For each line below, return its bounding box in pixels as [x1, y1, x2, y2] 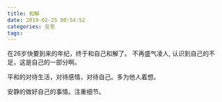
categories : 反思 [7, 23, 56, 30]
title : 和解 [7, 10, 40, 17]
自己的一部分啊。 [31, 58, 81, 67]
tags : [7, 29, 23, 37]
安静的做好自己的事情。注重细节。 [7, 87, 105, 96]
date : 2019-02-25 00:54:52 [7, 17, 86, 24]
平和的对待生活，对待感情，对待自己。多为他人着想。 [7, 73, 160, 81]
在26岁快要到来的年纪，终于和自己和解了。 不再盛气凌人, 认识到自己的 [7, 49, 209, 58]
